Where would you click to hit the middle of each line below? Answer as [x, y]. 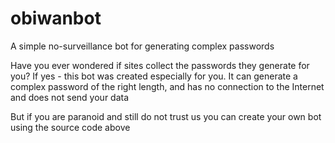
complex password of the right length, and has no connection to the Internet [167, 86]
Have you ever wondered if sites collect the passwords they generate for [160, 65]
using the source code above [70, 127]
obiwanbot [56, 18]
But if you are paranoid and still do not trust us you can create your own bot [166, 116]
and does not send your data [70, 97]
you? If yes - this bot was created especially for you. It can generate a [154, 76]
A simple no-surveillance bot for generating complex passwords [142, 46]
